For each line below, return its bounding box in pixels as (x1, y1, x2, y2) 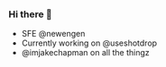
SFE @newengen (21, 29, 86, 39)
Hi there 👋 (8, 8, 53, 21)
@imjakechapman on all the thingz (21, 47, 150, 58)
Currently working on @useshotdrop (21, 38, 158, 48)
